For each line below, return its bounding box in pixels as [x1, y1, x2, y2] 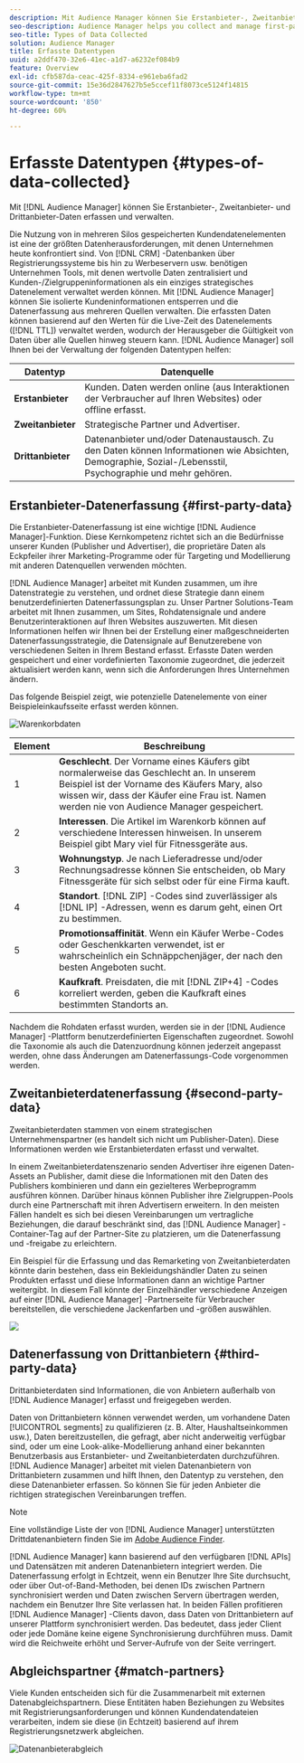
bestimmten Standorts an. [58, 999, 169, 1010]
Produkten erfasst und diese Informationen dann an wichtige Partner [9, 1275, 265, 1285]
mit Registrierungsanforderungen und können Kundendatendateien [9, 1707, 260, 1718]
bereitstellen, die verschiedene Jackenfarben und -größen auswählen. [9, 1303, 271, 1314]
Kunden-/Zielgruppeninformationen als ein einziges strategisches [9, 277, 254, 288]
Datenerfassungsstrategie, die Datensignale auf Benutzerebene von [9, 635, 262, 646]
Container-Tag [9, 1227, 63, 1239]
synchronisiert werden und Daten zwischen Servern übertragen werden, [9, 1589, 280, 1600]
